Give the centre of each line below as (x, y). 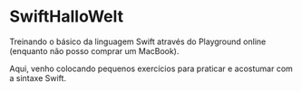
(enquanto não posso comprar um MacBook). (94, 50)
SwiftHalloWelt (67, 17)
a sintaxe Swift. (38, 77)
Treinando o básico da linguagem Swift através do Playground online (138, 41)
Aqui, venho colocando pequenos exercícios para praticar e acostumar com (151, 68)
